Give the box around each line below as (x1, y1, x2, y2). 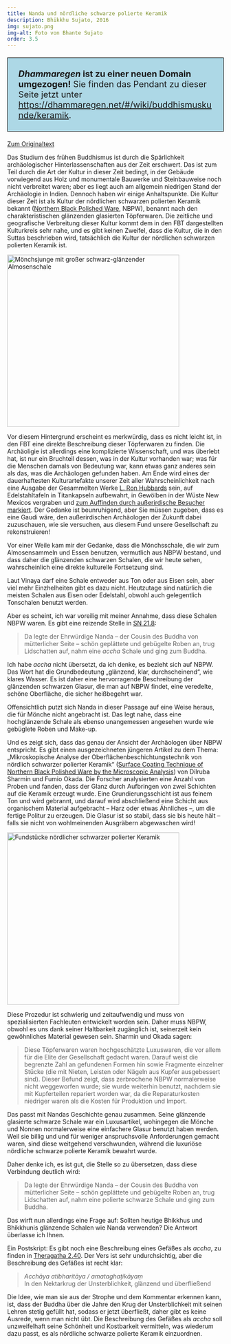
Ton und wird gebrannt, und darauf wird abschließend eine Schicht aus (7, 797, 208, 805)
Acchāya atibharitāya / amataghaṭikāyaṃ (23, 1272, 143, 1281)
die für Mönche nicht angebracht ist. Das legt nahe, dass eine (7, 710, 182, 718)
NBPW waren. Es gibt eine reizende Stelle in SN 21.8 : (7, 619, 157, 628)
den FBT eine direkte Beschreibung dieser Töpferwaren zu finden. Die (7, 440, 205, 448)
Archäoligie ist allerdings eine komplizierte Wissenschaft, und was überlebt (7, 447, 220, 455)
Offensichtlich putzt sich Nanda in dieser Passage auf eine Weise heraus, (7, 703, 215, 712)
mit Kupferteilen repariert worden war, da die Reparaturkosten (23, 1090, 200, 1098)
